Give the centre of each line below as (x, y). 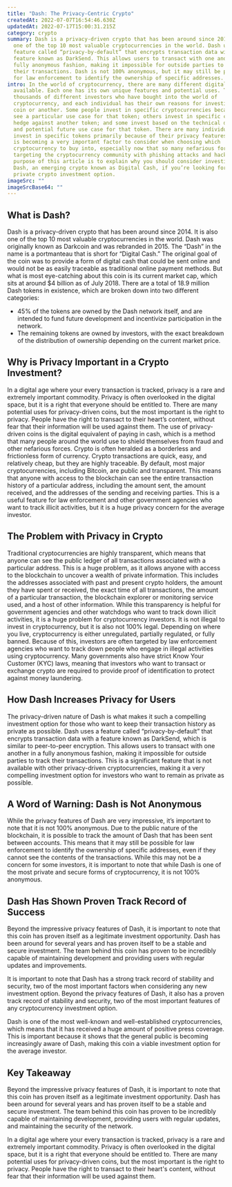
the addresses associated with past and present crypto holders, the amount (115, 582)
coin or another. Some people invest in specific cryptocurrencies (113, 110)
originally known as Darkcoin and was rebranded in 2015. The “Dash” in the (114, 247)
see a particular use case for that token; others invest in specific (117, 116)
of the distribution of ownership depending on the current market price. (119, 341)
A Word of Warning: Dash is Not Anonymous (105, 804)
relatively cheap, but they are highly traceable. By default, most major (106, 463)
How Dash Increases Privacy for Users (91, 700)
